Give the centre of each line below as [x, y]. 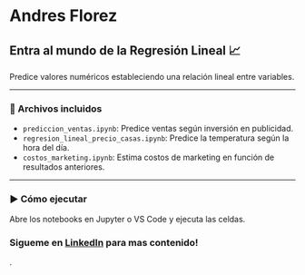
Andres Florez [64, 16]
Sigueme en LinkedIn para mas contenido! [104, 242]
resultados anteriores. [64, 167]
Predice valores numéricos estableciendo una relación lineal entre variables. [152, 77]
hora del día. [46, 148]
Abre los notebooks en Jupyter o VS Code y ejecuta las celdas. [128, 219]
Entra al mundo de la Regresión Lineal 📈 [125, 50]
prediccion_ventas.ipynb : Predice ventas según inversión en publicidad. [157, 129]
